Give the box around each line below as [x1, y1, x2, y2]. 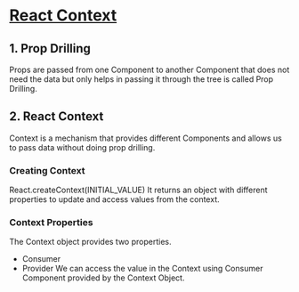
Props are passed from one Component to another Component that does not [9, 64, 290, 75]
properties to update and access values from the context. [9, 194, 220, 205]
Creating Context [9, 164, 85, 176]
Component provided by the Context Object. [21, 272, 185, 283]
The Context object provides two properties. [9, 237, 172, 247]
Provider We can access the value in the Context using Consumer [21, 264, 263, 274]
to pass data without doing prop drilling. [9, 142, 156, 152]
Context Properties [9, 216, 93, 229]
